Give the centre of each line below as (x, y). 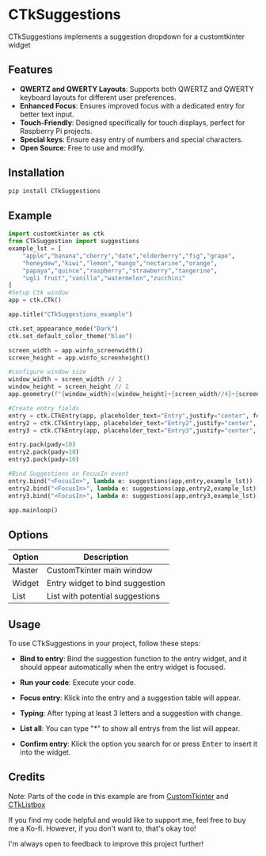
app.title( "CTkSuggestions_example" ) (70, 314)
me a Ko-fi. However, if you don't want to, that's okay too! (102, 828)
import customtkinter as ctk (56, 234)
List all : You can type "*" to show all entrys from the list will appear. (129, 729)
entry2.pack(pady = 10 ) (44, 452)
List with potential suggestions (103, 596)
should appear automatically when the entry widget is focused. (122, 667)
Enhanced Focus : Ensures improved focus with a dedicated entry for (132, 105)
